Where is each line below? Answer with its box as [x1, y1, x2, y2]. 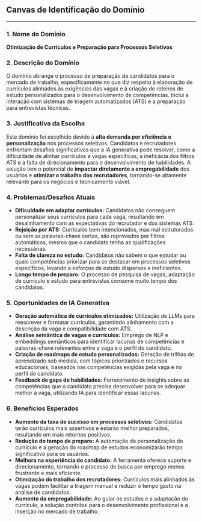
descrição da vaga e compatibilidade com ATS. [14, 325, 132, 332]
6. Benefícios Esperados [6, 404, 79, 412]
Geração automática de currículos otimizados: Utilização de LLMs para [14, 312, 195, 320]
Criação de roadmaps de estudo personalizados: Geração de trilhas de [14, 351, 194, 358]
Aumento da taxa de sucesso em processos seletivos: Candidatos [14, 418, 183, 425]
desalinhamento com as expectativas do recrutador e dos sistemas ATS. [14, 219, 194, 227]
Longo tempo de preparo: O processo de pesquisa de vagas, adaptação [14, 271, 195, 278]
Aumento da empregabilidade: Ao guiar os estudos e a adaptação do [14, 494, 188, 502]
